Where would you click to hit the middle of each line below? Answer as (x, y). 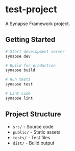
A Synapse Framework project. (38, 24)
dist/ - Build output (33, 143)
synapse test (19, 84)
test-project (31, 9)
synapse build (20, 70)
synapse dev (18, 56)
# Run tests (18, 80)
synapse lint (19, 98)
